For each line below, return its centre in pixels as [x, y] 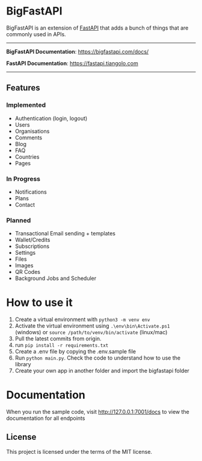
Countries [27, 157]
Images [24, 265]
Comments [29, 138]
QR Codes [28, 272]
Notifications [31, 192]
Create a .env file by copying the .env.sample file [75, 352]
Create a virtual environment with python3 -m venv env [82, 320]
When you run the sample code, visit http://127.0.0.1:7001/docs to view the [98, 412]
